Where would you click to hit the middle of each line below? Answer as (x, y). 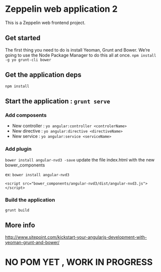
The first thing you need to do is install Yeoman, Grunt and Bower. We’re (78, 50)
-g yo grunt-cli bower (28, 60)
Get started (23, 38)
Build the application (30, 200)
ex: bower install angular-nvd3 (37, 174)
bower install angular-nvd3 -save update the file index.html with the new (80, 160)
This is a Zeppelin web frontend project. (45, 23)
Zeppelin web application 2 (61, 9)
